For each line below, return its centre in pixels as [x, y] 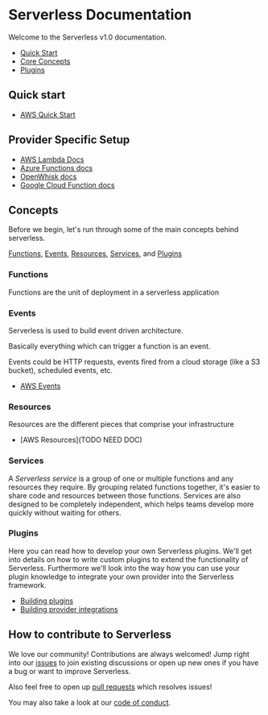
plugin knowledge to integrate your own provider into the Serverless [121, 577]
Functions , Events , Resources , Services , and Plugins [95, 254]
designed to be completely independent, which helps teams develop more [131, 504]
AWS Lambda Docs [52, 159]
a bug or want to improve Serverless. [70, 671]
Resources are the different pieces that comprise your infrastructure [122, 424]
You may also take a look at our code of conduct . [90, 702]
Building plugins [47, 601]
